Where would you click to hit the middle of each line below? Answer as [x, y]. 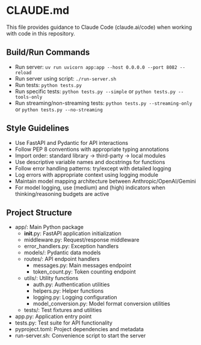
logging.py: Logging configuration [75, 298]
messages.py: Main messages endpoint [82, 266]
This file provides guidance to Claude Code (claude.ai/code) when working [99, 27]
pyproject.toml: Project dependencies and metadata [79, 329]
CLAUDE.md [38, 11]
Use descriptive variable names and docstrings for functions [90, 162]
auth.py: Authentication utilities [71, 285]
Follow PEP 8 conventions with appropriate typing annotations [92, 149]
